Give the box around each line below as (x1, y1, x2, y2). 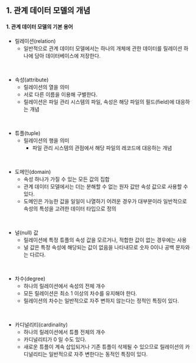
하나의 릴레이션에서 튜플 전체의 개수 (23, 328, 106, 335)
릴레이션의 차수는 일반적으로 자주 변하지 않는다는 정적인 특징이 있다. (23, 297, 180, 304)
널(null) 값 (14, 229, 39, 236)
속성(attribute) (14, 76, 49, 83)
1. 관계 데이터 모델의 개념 (6, 5, 91, 16)
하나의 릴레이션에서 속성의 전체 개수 (23, 282, 106, 289)
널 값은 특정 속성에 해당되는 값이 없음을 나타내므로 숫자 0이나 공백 (23, 243, 175, 250)
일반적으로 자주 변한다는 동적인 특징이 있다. (48, 350, 148, 358)
